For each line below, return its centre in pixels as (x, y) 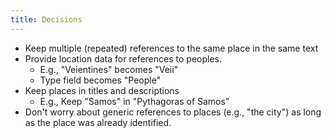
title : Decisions (46, 19)
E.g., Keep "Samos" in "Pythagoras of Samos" (134, 101)
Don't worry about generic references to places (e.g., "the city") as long (173, 112)
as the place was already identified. (98, 122)
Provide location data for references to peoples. (123, 58)
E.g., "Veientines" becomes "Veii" (109, 69)
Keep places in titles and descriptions (102, 90)
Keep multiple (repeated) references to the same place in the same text (171, 48)
